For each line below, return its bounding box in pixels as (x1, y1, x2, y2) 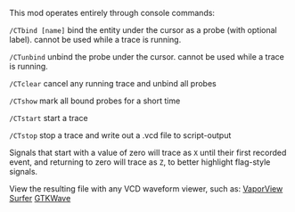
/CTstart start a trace (9, 113, 88, 123)
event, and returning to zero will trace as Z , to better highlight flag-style (9, 157, 271, 167)
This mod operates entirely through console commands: (9, 8, 216, 18)
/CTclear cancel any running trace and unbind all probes (9, 78, 217, 88)
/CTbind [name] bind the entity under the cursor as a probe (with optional (9, 25, 278, 35)
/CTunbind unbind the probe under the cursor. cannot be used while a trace (9, 52, 285, 61)
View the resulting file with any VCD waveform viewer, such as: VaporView (9, 183, 283, 194)
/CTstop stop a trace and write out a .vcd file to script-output (9, 130, 232, 141)
